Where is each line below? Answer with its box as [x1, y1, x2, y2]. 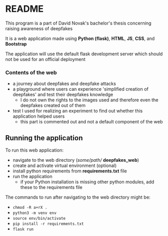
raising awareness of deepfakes [5, 25, 73, 31]
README [5, 3, 44, 15]
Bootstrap [5, 40, 27, 47]
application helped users [12, 113, 65, 119]
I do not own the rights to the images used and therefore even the [20, 97, 159, 103]
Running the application [5, 134, 83, 142]
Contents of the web [5, 69, 57, 76]
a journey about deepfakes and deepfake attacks [12, 80, 116, 87]
